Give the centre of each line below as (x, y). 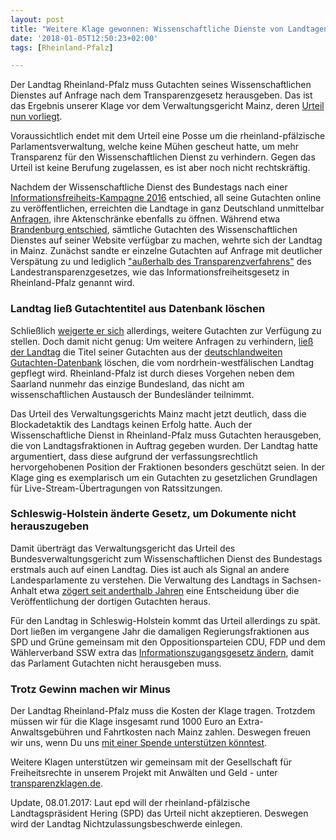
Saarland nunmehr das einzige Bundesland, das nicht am (127, 383)
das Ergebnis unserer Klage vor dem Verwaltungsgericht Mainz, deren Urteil (167, 106)
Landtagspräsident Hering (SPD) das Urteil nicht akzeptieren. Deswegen (159, 813)
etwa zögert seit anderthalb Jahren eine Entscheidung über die (169, 590)
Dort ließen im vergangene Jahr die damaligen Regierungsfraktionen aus (160, 631)
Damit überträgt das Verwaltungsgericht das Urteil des (123, 548)
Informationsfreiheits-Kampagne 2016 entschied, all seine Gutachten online (166, 198)
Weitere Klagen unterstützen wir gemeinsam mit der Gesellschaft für (151, 762)
